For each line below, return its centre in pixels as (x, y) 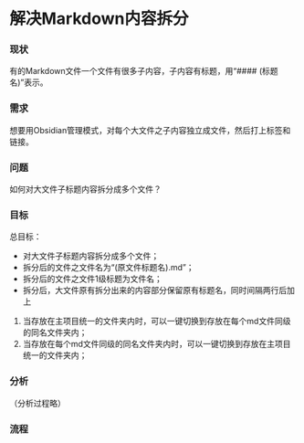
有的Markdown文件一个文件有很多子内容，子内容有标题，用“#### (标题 (144, 71)
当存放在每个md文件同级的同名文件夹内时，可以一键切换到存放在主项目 (157, 344)
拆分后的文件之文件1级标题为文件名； (92, 279)
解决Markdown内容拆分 (99, 19)
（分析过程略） (37, 403)
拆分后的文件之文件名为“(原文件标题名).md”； (108, 268)
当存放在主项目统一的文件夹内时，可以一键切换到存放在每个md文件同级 (157, 322)
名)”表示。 (29, 82)
